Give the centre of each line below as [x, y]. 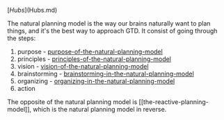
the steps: [22, 38]
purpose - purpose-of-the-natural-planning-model [90, 52]
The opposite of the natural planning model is [72, 102]
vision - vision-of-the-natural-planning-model [83, 66]
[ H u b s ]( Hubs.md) [32, 10]
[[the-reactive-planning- [174, 102]
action [26, 88]
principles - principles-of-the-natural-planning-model [94, 59]
